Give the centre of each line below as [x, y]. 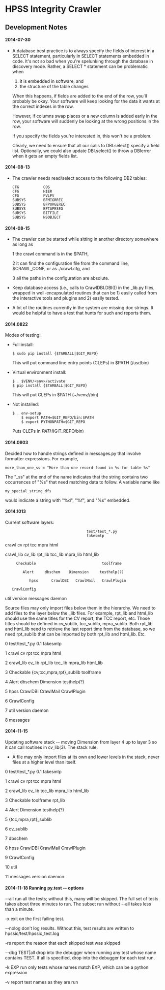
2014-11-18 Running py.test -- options [45, 888]
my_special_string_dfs [28, 491]
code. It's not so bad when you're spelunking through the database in [82, 61]
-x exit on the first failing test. [35, 919]
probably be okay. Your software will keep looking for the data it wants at [86, 101]
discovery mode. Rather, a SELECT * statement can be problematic [80, 66]
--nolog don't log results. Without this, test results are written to [69, 928]
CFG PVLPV [33, 195]
